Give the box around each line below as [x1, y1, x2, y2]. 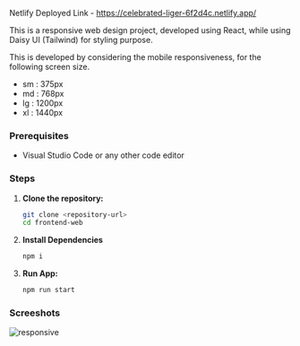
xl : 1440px [21, 108, 64, 117]
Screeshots [9, 307, 61, 319]
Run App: [21, 268, 58, 279]
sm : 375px [21, 79, 64, 89]
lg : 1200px [21, 98, 64, 108]
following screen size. [9, 62, 90, 72]
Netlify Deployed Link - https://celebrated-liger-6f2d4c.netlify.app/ [9, 8, 257, 18]
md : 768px [21, 89, 64, 99]
